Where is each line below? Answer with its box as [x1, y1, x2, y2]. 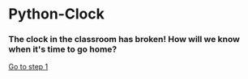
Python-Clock [8, 5, 105, 23]
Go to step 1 [8, 62, 49, 72]
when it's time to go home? [8, 44, 118, 55]
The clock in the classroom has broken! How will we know [8, 34, 241, 45]
